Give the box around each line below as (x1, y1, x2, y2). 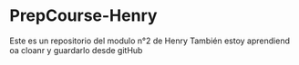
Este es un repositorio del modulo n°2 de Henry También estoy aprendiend (9, 35, 290, 46)
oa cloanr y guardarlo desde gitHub (9, 44, 143, 55)
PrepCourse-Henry (9, 5, 158, 26)
